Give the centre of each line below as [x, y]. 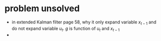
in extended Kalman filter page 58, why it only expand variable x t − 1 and [84, 22]
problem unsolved [42, 9]
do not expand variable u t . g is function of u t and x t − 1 [66, 29]
